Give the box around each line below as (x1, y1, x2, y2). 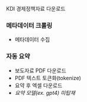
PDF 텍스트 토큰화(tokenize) (14, 74, 82, 81)
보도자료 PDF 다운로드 (14, 67, 67, 74)
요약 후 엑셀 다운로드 (14, 82, 63, 89)
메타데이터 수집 (14, 36, 50, 43)
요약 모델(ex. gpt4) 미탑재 (14, 89, 76, 96)
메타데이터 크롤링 (6, 21, 53, 30)
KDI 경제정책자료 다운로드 (6, 5, 66, 12)
